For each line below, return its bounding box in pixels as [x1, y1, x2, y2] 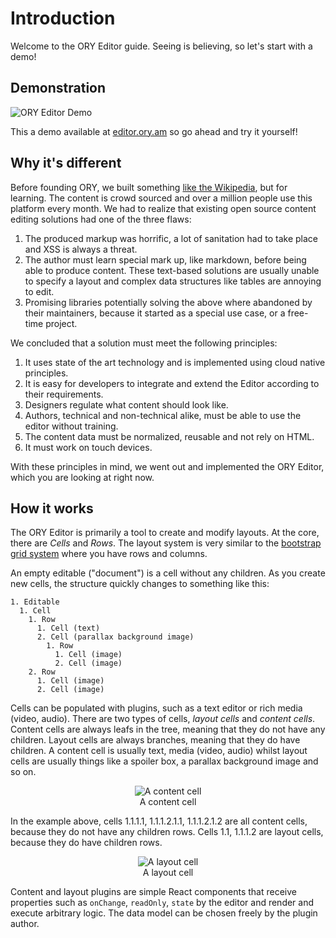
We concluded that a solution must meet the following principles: [10, 337, 278, 349]
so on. [10, 766, 37, 778]
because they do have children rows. [10, 837, 163, 849]
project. [45, 317, 78, 329]
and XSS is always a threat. [24, 243, 138, 255]
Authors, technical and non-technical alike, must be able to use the [24, 409, 302, 421]
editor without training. [24, 420, 119, 432]
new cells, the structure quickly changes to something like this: [10, 578, 270, 590]
